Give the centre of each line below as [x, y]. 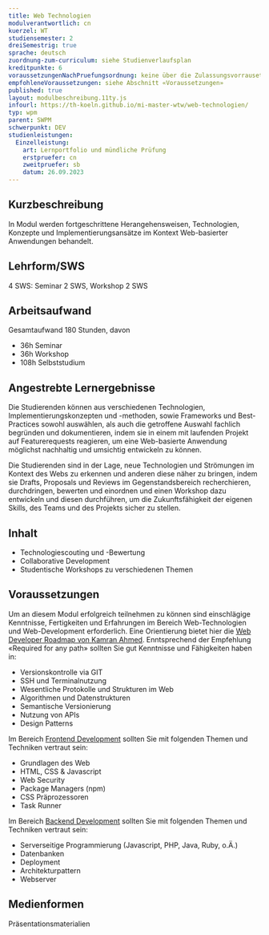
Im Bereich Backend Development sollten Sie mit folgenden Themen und [128, 821]
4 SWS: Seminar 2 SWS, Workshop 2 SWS [78, 285]
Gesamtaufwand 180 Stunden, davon [69, 330]
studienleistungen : [41, 135]
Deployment [40, 862]
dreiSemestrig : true [43, 46]
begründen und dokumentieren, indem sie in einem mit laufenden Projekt [128, 433]
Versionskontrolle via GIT [61, 672]
